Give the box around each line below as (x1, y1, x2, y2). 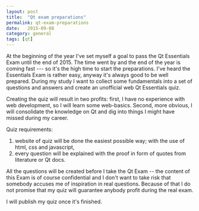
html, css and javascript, (14, 143, 75, 151)
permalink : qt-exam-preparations (6, 20, 89, 25)
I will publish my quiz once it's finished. (6, 198, 102, 205)
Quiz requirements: (6, 126, 53, 133)
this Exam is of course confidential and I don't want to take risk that (6, 174, 171, 181)
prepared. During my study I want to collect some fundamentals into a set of (6, 78, 193, 85)
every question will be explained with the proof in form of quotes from (14, 150, 186, 157)
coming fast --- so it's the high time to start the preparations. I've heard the (6, 65, 191, 72)
